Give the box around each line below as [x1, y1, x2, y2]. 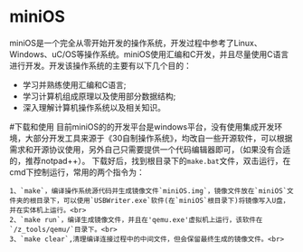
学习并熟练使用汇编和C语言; [22, 79, 127, 90]
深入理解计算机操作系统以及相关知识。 [22, 102, 166, 112]
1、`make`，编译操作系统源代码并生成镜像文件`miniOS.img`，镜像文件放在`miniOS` [9, 186, 288, 196]
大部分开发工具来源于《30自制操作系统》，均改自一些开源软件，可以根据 [24, 132, 293, 143]
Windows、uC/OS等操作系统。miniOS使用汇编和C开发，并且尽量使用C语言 [9, 48, 289, 60]
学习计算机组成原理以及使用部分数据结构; [22, 91, 176, 102]
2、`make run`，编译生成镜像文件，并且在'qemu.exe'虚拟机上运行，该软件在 [9, 215, 263, 224]
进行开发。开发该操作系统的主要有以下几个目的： [9, 60, 192, 71]
